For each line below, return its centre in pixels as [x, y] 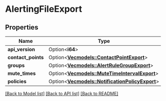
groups [16, 65]
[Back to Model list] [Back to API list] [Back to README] [62, 94]
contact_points [26, 57]
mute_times [22, 73]
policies [17, 81]
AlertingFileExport [44, 9]
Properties [22, 27]
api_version [21, 49]
